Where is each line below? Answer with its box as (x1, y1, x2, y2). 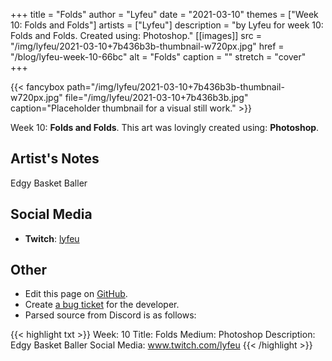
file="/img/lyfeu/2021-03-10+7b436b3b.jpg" (64, 92, 249, 103)
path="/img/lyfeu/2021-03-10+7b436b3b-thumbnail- (66, 81, 285, 93)
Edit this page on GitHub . (24, 288, 128, 300)
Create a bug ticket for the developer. (24, 299, 180, 311)
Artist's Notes (10, 150, 100, 168)
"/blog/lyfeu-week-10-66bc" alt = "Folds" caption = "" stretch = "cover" (10, 51, 307, 63)
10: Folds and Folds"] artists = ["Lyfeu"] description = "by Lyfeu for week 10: (10, 19, 324, 31)
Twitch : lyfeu (24, 232, 80, 244)
